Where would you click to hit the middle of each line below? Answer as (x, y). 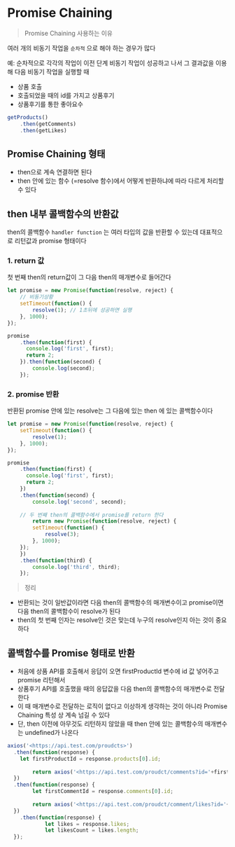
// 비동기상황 (37, 297)
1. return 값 (26, 261)
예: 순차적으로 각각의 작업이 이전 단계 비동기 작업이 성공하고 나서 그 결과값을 (111, 63)
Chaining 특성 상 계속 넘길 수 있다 (64, 715)
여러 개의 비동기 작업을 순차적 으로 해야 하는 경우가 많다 (81, 48)
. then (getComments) (48, 124)
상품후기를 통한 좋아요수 (50, 104)
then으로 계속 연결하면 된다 (55, 172)
